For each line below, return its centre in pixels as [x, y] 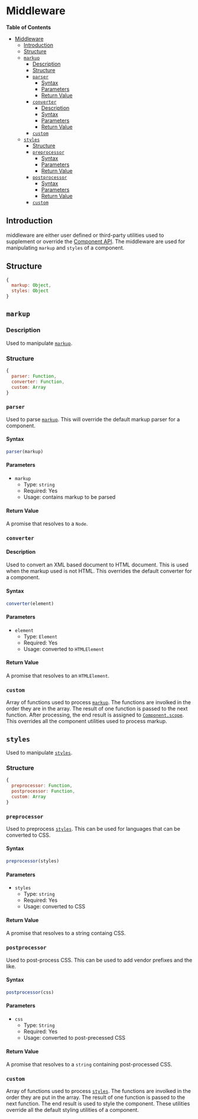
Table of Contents [29, 27]
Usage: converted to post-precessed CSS [74, 1037]
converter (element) [30, 604]
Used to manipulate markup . [39, 343]
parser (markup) [25, 452]
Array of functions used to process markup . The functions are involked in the [98, 702]
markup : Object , [31, 285]
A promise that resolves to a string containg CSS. [66, 933]
